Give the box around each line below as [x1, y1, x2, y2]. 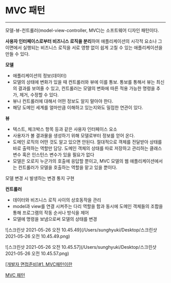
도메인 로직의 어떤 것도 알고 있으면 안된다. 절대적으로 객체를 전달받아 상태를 [12, 139, 162, 145]
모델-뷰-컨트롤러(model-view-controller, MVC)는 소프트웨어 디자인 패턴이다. [5, 27, 159, 33]
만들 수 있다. [5, 50, 30, 57]
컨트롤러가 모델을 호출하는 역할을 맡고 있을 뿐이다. [18, 164, 118, 170]
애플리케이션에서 [129, 158, 163, 164]
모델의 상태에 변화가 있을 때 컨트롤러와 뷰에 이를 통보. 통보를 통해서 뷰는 [12, 79, 155, 85]
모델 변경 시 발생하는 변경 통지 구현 [5, 175, 75, 181]
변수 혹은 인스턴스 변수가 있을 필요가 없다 [12, 151, 95, 158]
